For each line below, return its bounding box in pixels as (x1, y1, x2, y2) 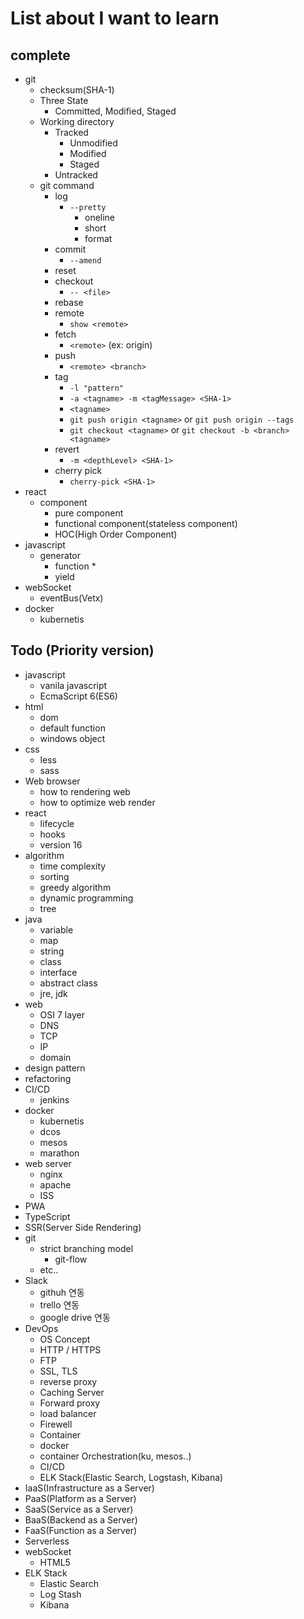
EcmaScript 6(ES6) (39, 690, 118, 702)
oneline (84, 212, 116, 223)
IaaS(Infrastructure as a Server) (24, 1482, 155, 1494)
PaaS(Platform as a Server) (24, 1492, 137, 1504)
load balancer (39, 1407, 97, 1419)
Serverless (24, 1535, 70, 1547)
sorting (39, 870, 70, 882)
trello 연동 (39, 1298, 80, 1311)
